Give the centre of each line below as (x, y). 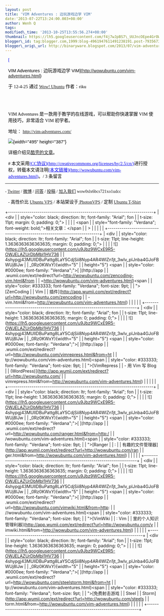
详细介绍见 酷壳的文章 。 (33, 152)
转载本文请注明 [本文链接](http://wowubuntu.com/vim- (69, 170)
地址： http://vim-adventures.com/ (40, 131)
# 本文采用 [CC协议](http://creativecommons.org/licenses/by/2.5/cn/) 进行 (76, 163)
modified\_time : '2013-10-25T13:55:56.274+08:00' (57, 32)
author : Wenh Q (20, 23)
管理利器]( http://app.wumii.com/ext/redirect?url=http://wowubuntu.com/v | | (82, 524)
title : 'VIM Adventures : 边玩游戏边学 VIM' (49, 14)
